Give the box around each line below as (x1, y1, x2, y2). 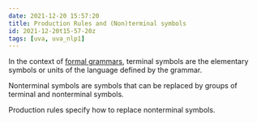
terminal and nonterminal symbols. (8, 90, 124, 100)
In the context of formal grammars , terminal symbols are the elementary (8, 57, 249, 66)
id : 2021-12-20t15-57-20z (8, 27, 96, 35)
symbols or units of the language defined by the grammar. (8, 66, 203, 75)
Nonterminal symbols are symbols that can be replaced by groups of (8, 81, 238, 91)
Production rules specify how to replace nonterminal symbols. (8, 105, 216, 115)
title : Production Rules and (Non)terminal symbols (8, 19, 186, 28)
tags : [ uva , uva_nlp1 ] (8, 34, 85, 43)
